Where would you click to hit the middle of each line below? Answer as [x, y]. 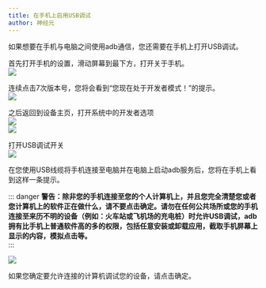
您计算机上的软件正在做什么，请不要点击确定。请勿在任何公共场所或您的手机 [133, 206]
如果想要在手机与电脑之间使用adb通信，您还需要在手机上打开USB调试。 [125, 46]
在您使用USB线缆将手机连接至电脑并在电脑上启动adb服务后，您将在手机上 [129, 170]
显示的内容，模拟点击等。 [50, 236]
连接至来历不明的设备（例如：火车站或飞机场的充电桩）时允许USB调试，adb [133, 216]
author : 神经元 [31, 23]
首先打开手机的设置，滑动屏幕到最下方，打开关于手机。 [98, 63]
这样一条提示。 [39, 179]
